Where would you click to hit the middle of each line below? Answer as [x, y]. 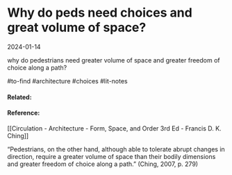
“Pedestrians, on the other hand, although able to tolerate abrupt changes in [116, 149]
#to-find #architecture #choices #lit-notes [67, 81]
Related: [20, 97]
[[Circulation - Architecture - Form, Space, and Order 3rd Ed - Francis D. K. [114, 128]
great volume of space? [77, 27]
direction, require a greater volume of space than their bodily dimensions [111, 156]
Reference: [24, 113]
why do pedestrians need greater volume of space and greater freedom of [114, 60]
